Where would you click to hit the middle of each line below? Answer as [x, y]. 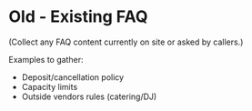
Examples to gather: [46, 59]
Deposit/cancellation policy [73, 77]
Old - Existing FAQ [78, 17]
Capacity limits [50, 86]
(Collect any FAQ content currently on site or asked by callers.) [126, 42]
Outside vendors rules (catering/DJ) [89, 96]
